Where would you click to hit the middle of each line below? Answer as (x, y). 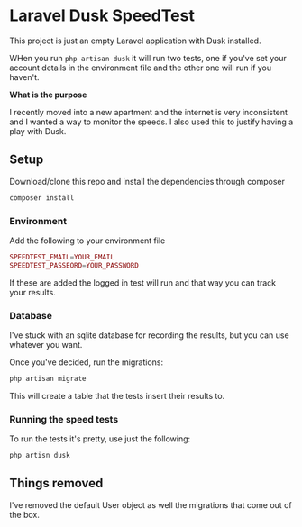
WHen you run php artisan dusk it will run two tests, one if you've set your (148, 58)
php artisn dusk (40, 456)
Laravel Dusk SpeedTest (102, 16)
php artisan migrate (48, 378)
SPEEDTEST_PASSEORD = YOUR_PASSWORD (74, 265)
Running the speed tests (64, 419)
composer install (42, 198)
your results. (32, 292)
